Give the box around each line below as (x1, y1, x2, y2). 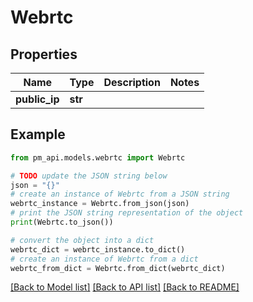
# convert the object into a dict (10, 235, 155, 245)
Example (10, 126, 66, 143)
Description (103, 76, 161, 89)
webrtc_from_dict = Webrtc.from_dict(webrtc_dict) (10, 263, 226, 273)
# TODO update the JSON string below (10, 171, 168, 181)
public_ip (15, 92, 60, 106)
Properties (10, 46, 78, 63)
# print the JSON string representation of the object (10, 208, 244, 218)
